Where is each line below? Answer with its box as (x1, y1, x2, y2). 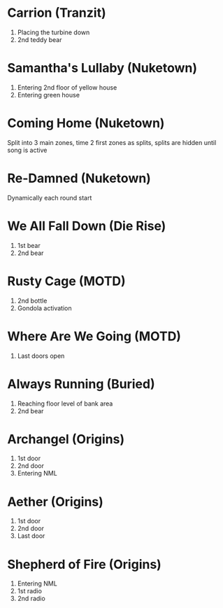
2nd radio (17, 594, 45, 603)
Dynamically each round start (7, 193, 92, 202)
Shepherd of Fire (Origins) (7, 556, 162, 572)
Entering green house (17, 90, 80, 99)
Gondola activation (17, 303, 72, 312)
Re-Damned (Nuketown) (7, 170, 152, 186)
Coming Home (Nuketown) (7, 116, 165, 131)
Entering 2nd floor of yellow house (17, 83, 117, 92)
